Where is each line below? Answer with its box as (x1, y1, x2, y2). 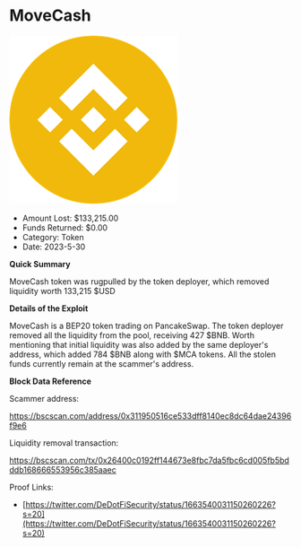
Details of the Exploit (9, 302, 89, 314)
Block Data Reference (9, 376, 92, 386)
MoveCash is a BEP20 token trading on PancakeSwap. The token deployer (9, 320, 284, 331)
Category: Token (21, 231, 84, 242)
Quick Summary (9, 258, 71, 269)
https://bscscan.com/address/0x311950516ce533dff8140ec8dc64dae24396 (9, 410, 292, 421)
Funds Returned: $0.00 (21, 221, 108, 233)
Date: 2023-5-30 (21, 241, 86, 252)
